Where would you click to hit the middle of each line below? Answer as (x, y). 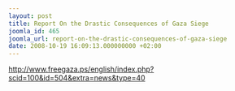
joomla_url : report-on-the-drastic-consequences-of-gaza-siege (118, 39)
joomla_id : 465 (34, 31)
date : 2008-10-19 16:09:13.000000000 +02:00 (85, 46)
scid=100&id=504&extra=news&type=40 (77, 78)
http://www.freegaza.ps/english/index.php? (81, 69)
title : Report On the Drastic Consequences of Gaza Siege (109, 24)
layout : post (30, 16)
